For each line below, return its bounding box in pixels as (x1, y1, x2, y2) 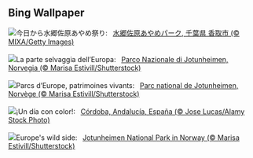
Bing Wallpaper (8, 6, 85, 20)
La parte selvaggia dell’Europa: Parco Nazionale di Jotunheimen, (16, 54, 229, 64)
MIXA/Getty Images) (8, 37, 75, 46)
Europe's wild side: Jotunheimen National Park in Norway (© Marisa (16, 133, 240, 142)
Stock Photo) (8, 115, 50, 124)
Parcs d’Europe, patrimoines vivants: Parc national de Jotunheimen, (16, 80, 239, 90)
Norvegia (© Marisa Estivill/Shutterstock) (8, 63, 141, 72)
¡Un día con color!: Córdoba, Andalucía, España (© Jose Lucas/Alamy (16, 106, 245, 116)
